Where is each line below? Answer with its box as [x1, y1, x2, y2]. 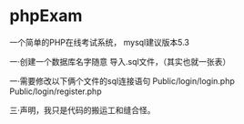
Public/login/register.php [9, 86, 102, 97]
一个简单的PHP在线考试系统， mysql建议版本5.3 [9, 36, 189, 47]
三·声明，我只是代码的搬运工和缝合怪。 [9, 104, 157, 115]
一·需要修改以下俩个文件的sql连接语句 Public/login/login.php [9, 75, 235, 87]
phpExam [9, 5, 83, 26]
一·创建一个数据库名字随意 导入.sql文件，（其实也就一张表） [9, 56, 231, 67]
